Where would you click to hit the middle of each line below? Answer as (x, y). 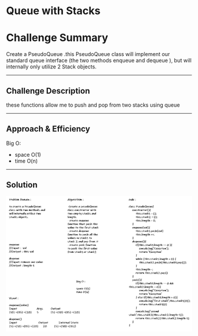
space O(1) (28, 154)
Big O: (14, 143)
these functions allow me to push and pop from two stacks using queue (93, 105)
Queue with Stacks (53, 11)
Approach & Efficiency (48, 129)
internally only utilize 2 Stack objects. (52, 67)
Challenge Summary (57, 38)
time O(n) (26, 161)
